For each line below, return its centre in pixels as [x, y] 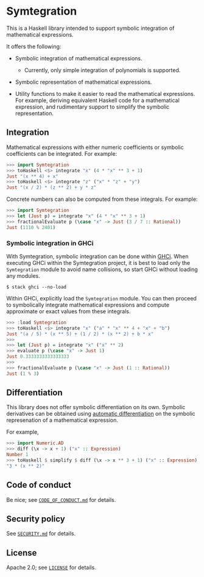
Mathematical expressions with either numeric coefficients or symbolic [95, 147]
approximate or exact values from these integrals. [69, 311]
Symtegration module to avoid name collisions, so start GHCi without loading [102, 269]
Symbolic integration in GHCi [50, 243]
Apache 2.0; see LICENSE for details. [51, 568]
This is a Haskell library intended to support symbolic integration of [90, 28]
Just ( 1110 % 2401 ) [31, 227]
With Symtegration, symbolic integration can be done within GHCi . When [97, 256]
